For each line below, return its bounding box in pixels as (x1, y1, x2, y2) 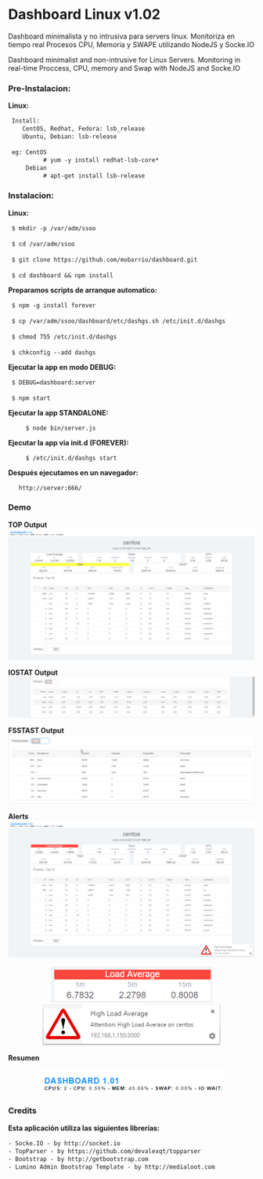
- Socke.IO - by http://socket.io (8, 1139, 121, 1148)
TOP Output (8, 520, 48, 529)
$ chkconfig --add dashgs (11, 348, 96, 357)
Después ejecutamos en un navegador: (8, 467, 139, 477)
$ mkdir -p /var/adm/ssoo (11, 224, 96, 233)
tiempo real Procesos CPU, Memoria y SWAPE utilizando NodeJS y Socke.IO (8, 39, 254, 49)
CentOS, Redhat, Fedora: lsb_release (22, 125, 146, 133)
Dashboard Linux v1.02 (8, 5, 161, 24)
